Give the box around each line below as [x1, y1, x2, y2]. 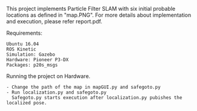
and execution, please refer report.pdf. [6, 18, 103, 25]
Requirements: [6, 29, 42, 37]
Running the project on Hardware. [6, 73, 91, 80]
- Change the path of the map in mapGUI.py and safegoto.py [6, 84, 161, 90]
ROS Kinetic [6, 46, 36, 52]
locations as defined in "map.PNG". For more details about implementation [6, 11, 192, 19]
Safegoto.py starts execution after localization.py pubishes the [11, 95, 182, 101]
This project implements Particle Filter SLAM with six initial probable [6, 5, 176, 12]
